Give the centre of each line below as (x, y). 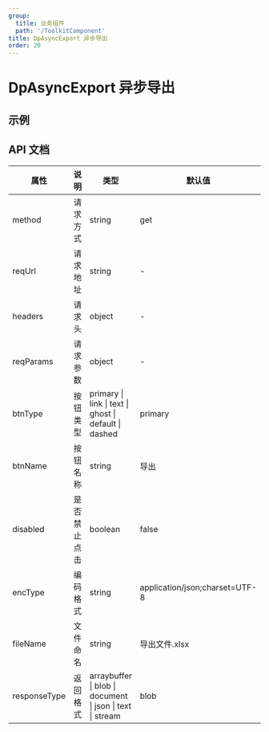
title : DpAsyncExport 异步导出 (58, 38)
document (108, 696)
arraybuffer (110, 676)
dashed (104, 433)
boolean (105, 529)
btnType (28, 413)
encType (29, 592)
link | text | (109, 403)
